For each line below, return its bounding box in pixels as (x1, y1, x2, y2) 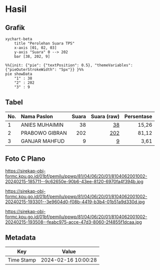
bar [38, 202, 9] (14, 54, 50, 59)
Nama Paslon (20, 113, 53, 120)
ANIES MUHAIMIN (20, 121, 64, 128)
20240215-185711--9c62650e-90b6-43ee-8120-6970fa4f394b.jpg (5, 178, 143, 184)
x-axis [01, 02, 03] (14, 45, 57, 50)
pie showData (5, 71, 32, 76)
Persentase (124, 113, 152, 120)
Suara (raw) (90, 113, 120, 120)
